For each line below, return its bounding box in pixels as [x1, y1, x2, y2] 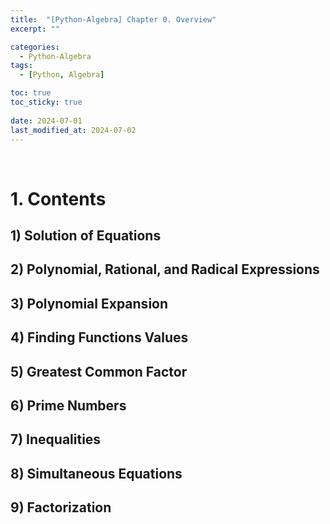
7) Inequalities [10, 431, 102, 448]
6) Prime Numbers [10, 397, 127, 414]
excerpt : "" [10, 24, 60, 34]
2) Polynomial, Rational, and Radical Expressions [10, 261, 320, 278]
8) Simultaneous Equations [10, 465, 183, 482]
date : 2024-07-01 [10, 116, 83, 126]
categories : [10, 42, 60, 52]
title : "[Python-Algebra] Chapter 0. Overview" [10, 14, 217, 25]
